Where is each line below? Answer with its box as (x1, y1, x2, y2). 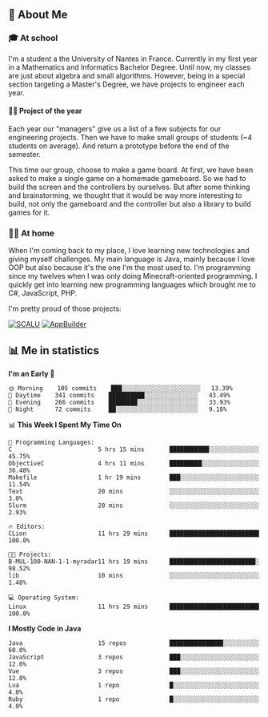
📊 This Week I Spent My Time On (8, 420, 122, 429)
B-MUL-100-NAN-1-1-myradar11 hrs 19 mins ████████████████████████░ (8, 558, 260, 566)
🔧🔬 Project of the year (8, 106, 82, 116)
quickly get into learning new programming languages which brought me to (8, 280, 256, 289)
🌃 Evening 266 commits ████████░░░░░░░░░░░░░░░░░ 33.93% (8, 398, 230, 406)
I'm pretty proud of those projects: (8, 304, 122, 313)
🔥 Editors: (8, 522, 46, 530)
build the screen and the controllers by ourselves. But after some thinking (8, 182, 250, 191)
